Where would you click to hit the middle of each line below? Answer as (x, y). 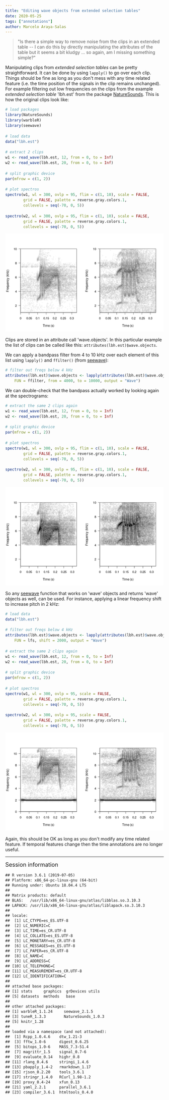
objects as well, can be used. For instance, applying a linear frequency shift (83, 599)
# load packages (22, 110)
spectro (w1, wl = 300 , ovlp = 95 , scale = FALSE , (58, 694)
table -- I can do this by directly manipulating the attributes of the (85, 47)
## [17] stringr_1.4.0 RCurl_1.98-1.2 (48, 1077)
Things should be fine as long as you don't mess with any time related (78, 78)
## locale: (17, 915)
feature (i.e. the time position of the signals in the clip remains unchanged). (83, 84)
